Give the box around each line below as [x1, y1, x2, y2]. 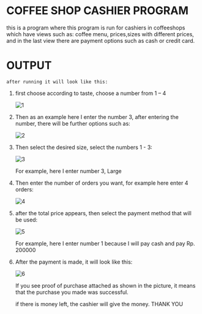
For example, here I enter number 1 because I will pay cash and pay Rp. [15, 240, 195, 247]
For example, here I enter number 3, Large [15, 167, 122, 175]
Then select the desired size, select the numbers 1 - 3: [15, 144, 153, 151]
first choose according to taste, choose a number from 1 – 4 [15, 90, 166, 97]
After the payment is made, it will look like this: [15, 258, 133, 266]
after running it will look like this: [6, 78, 108, 85]
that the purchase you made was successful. [15, 288, 129, 296]
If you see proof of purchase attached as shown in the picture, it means [15, 281, 196, 289]
